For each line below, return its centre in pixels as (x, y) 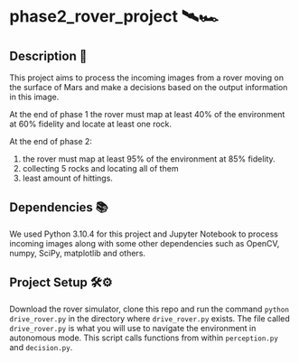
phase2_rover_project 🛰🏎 (114, 17)
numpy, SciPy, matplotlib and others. (78, 253)
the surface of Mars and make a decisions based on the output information (149, 87)
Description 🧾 (48, 56)
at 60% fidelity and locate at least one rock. (91, 124)
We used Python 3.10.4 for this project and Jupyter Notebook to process (144, 234)
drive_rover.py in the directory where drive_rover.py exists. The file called (150, 318)
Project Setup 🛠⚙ (61, 283)
